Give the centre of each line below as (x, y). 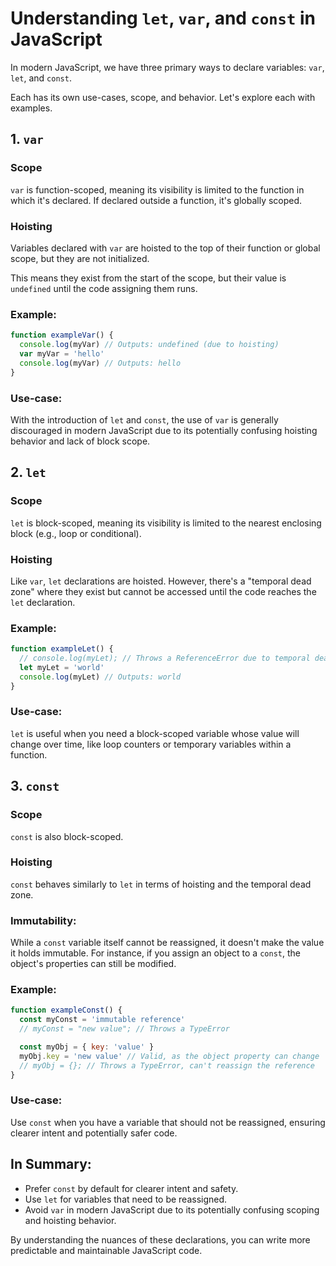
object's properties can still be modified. (93, 964)
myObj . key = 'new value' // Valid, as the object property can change (169, 1056)
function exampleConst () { (66, 1010)
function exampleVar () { (62, 335)
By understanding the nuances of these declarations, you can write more (160, 1239)
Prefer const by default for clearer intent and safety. (131, 1188)
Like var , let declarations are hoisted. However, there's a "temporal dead (161, 581)
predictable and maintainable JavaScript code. (106, 1250)
